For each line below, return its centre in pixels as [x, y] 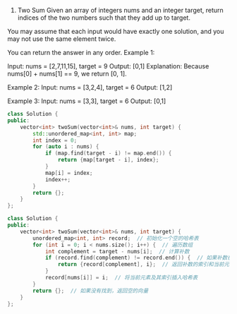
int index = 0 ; [55, 140]
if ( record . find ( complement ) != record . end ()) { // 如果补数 [136, 258]
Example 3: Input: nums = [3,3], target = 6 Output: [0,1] [87, 101]
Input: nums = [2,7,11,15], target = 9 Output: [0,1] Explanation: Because [108, 66]
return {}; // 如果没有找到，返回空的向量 [91, 291]
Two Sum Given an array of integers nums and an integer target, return [120, 10]
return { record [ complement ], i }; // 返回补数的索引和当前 [141, 265]
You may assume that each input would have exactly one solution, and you [116, 31]
